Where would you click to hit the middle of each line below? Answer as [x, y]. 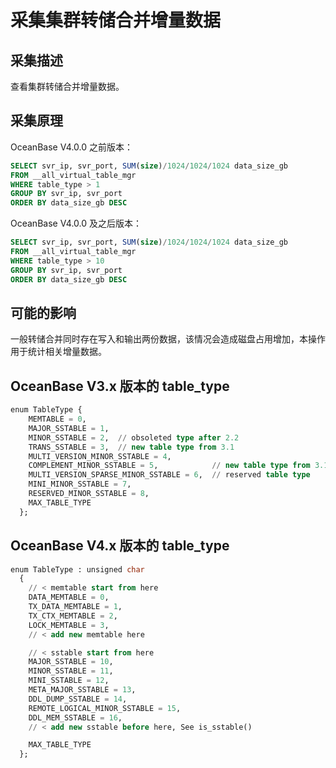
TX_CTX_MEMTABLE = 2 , [73, 616]
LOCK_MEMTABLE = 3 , [69, 625]
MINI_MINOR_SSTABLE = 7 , [80, 484]
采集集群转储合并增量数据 [116, 20]
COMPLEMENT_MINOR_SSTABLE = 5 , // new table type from [169, 466]
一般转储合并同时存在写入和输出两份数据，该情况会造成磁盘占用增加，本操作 [168, 339]
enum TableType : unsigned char [77, 569]
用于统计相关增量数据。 [58, 352]
